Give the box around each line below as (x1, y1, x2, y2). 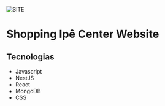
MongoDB (15, 88, 41, 94)
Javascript (15, 68, 42, 75)
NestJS (15, 74, 34, 81)
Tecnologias (6, 51, 55, 62)
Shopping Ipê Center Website (6, 28, 159, 41)
